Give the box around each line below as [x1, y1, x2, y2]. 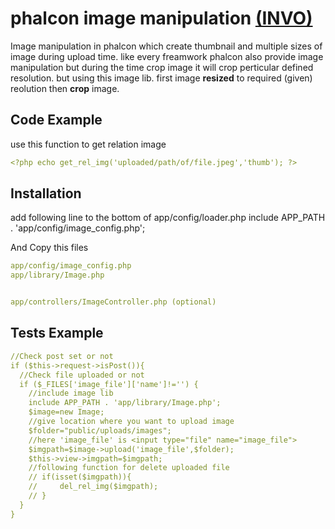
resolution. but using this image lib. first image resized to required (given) [10, 72, 313, 84]
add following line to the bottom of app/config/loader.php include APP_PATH [10, 212, 326, 224]
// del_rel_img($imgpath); [28, 482, 159, 492]
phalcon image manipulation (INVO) [10, 7, 313, 30]
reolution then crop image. [10, 82, 120, 94]
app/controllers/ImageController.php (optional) [10, 297, 217, 307]
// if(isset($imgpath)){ [28, 472, 132, 482]
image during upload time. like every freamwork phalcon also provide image [10, 50, 324, 62]
